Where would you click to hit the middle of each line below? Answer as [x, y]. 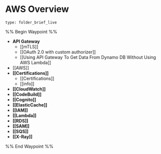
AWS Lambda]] [35, 62]
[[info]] [27, 84]
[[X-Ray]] [22, 137]
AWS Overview [37, 9]
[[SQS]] [20, 131]
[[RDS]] [20, 121]
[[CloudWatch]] [29, 89]
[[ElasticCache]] [30, 105]
